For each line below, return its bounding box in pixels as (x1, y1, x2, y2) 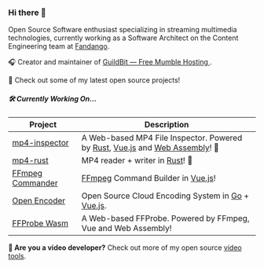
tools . (8, 251, 27, 261)
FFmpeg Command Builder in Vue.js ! (81, 173, 216, 184)
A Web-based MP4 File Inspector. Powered (81, 133, 243, 144)
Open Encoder (12, 196, 66, 207)
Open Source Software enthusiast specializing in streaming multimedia (8, 25, 237, 35)
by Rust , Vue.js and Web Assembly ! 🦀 (81, 142, 220, 153)
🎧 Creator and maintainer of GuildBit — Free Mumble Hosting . (8, 57, 212, 67)
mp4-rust (12, 155, 49, 166)
